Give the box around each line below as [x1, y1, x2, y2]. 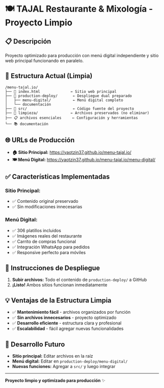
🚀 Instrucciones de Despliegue [5, 264, 100, 272]
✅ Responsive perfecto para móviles [12, 249, 86, 255]
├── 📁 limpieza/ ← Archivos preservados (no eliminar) [5, 110, 150, 115]
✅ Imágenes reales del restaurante [12, 233, 82, 239]
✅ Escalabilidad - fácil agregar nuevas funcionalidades [12, 325, 123, 332]
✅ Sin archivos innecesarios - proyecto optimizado [12, 315, 117, 321]
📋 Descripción [5, 37, 51, 45]
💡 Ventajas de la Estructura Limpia [5, 296, 112, 304]
